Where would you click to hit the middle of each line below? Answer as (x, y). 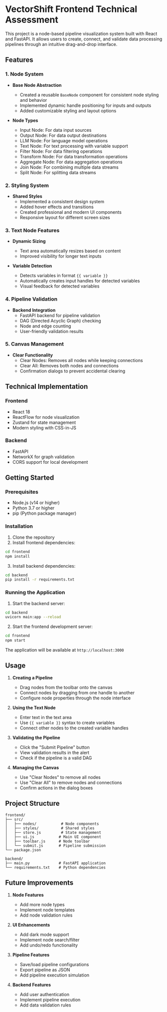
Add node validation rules (46, 915)
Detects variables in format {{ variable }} (64, 276)
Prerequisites (22, 492)
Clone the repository (33, 537)
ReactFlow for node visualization (46, 417)
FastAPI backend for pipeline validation (60, 315)
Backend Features (32, 985)
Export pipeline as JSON (45, 970)
